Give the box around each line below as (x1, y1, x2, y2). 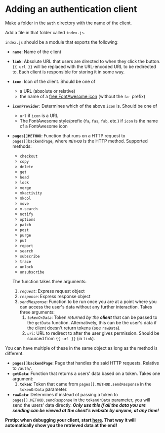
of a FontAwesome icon (19, 123, 68, 129)
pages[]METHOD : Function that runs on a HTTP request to (12, 132, 125, 138)
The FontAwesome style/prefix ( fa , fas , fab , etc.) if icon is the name (19, 118, 158, 124)
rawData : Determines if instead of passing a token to (12, 391, 118, 397)
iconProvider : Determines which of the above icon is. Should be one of (12, 103, 157, 109)
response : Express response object (19, 293, 90, 299)
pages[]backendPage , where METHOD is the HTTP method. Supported (12, 138, 148, 144)
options (19, 217, 36, 222)
